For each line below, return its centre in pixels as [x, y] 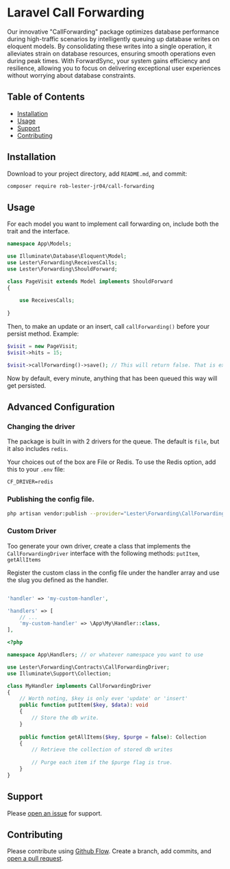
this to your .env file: [36, 470]
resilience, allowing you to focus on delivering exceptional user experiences [114, 68]
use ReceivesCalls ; [47, 301]
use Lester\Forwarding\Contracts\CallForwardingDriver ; [88, 667]
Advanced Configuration [61, 407]
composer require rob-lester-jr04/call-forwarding [81, 186]
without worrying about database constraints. [71, 75]
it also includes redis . [38, 449]
